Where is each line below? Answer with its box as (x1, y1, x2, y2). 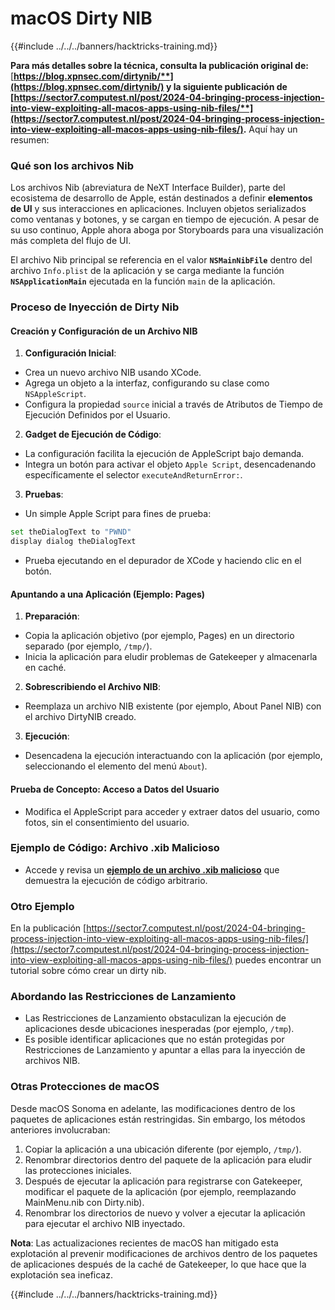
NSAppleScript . (24, 388, 87, 400)
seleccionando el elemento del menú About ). (24, 760, 208, 772)
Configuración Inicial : (24, 347, 117, 359)
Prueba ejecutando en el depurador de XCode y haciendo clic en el (24, 555, 302, 567)
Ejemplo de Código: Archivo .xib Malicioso (10, 841, 220, 855)
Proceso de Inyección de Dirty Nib (10, 300, 180, 314)
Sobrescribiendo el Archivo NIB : (24, 681, 162, 693)
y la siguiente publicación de (165, 80, 288, 92)
